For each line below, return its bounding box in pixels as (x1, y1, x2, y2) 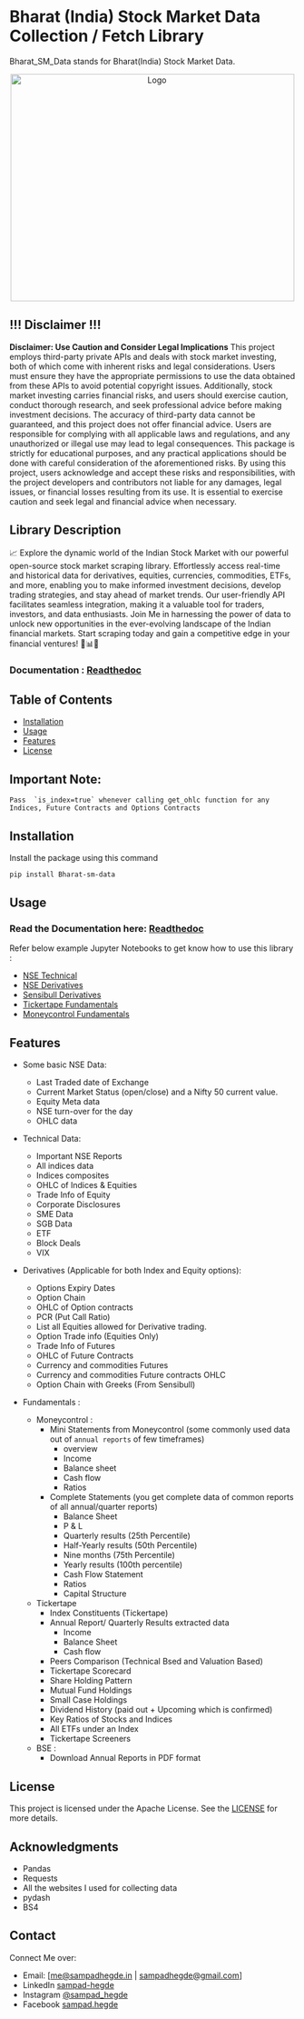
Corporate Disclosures (35, 1199, 121, 1210)
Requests (22, 1873, 58, 1884)
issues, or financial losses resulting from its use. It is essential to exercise (9, 486, 284, 497)
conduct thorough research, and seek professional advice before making (9, 399, 282, 410)
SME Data (35, 1209, 74, 1220)
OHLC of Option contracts (35, 1302, 133, 1313)
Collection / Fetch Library (9, 25, 204, 46)
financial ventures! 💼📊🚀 (9, 638, 100, 649)
